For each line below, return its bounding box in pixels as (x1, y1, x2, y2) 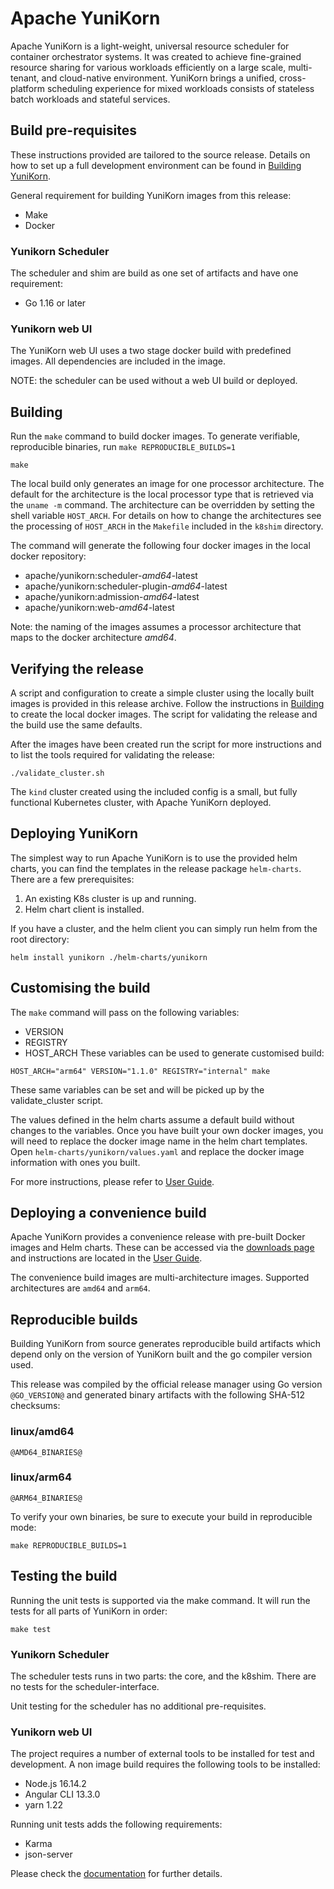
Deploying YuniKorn (10, 825, 139, 842)
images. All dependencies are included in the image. (10, 355, 227, 367)
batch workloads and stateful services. (10, 93, 171, 105)
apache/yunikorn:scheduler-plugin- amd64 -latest (24, 580, 228, 592)
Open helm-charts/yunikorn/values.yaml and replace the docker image (10, 1145, 305, 1157)
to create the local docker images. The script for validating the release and (10, 708, 318, 720)
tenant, (10, 72, 40, 84)
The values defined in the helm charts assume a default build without (10, 1113, 295, 1126)
